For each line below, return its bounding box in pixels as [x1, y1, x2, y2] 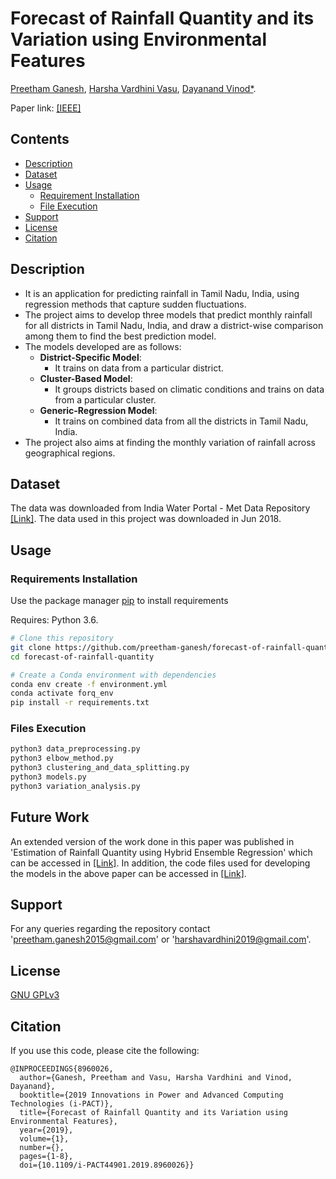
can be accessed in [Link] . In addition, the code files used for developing [10, 857, 311, 869]
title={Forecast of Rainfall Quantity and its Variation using [19, 1108, 288, 1118]
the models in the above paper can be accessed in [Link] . [10, 867, 247, 879]
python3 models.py [10, 772, 87, 782]
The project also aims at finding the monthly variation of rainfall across [24, 436, 316, 448]
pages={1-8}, [19, 1152, 74, 1162]
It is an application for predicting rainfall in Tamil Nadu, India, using [24, 287, 300, 299]
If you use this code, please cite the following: [10, 1045, 200, 1057]
